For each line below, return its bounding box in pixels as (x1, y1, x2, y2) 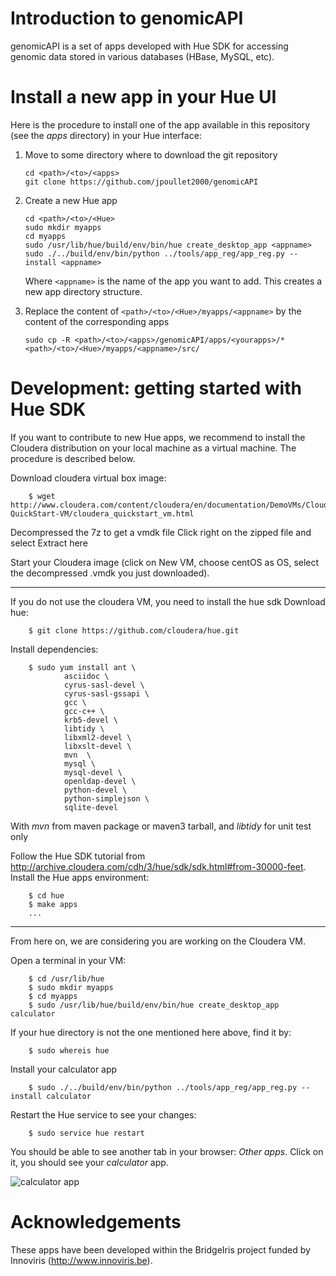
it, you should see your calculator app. (10, 1156, 169, 1168)
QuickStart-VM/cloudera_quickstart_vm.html (10, 508, 195, 519)
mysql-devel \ (63, 767, 123, 777)
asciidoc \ (63, 671, 110, 681)
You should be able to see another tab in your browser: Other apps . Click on (10, 1145, 324, 1157)
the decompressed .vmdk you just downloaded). (10, 567, 210, 579)
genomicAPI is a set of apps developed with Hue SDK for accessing (10, 40, 289, 52)
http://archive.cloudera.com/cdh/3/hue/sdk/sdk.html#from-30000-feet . (10, 860, 307, 872)
